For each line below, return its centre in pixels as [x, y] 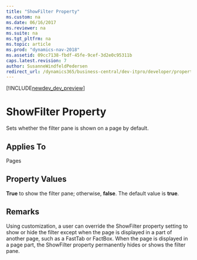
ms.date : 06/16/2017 [31, 22]
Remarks [23, 212]
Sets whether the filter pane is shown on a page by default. [77, 128]
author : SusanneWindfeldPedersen [47, 66]
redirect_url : [23, 72]
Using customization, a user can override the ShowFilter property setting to [97, 226]
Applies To [26, 146]
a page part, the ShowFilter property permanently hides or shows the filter [96, 245]
